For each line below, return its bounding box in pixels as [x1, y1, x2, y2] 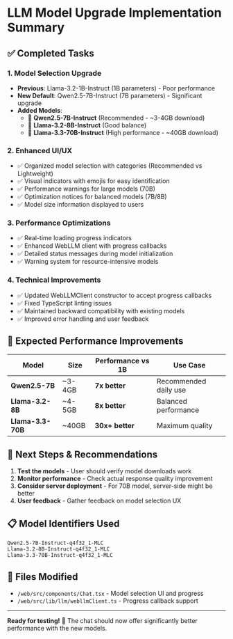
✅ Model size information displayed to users [17, 200, 144, 209]
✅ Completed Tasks [7, 47, 95, 59]
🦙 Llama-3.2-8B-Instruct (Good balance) [27, 120, 147, 129]
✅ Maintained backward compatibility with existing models [17, 306, 185, 315]
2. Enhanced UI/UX [7, 145, 73, 155]
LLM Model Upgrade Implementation [7, 5, 222, 21]
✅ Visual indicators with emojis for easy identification [17, 177, 170, 185]
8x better [94, 400, 126, 410]
